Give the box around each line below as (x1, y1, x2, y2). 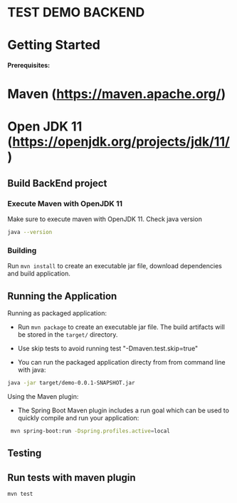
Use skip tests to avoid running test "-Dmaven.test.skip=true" (17, 344, 199, 353)
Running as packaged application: (7, 309, 107, 317)
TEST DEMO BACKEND (7, 4, 145, 21)
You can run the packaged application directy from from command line (17, 358, 226, 367)
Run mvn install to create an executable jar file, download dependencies (7, 262, 222, 270)
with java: (17, 365, 46, 375)
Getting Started (7, 37, 101, 54)
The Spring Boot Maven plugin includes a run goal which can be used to (17, 406, 230, 415)
